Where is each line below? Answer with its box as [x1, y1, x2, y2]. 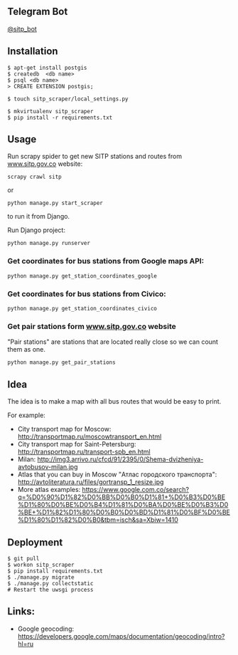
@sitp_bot [7, 24, 37, 33]
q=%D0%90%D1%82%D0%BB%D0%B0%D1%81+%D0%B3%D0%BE [17, 493, 226, 501]
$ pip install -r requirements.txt [7, 114, 113, 121]
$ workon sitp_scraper [7, 561, 75, 568]
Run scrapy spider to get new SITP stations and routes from [7, 152, 183, 161]
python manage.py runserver [7, 240, 91, 247]
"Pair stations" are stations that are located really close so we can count [7, 337, 219, 346]
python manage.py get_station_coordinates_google [7, 272, 158, 280]
